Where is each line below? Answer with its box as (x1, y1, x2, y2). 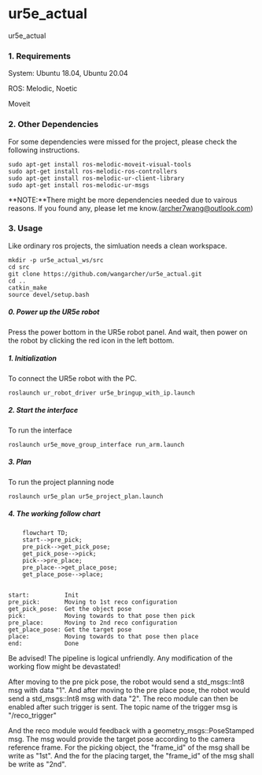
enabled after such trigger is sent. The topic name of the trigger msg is (8, 702, 238, 711)
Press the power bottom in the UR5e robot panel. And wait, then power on (8, 327, 248, 336)
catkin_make (8, 283, 47, 292)
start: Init (8, 591, 79, 599)
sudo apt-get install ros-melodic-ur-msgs (8, 181, 149, 189)
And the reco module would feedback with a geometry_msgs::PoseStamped (8, 725, 254, 735)
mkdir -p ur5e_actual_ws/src (8, 256, 104, 264)
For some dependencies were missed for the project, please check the (8, 137, 238, 146)
